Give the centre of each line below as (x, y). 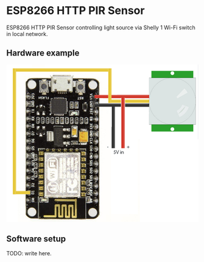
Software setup (36, 239)
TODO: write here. (29, 253)
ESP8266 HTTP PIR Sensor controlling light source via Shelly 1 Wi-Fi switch (101, 27)
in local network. (27, 34)
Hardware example (43, 53)
